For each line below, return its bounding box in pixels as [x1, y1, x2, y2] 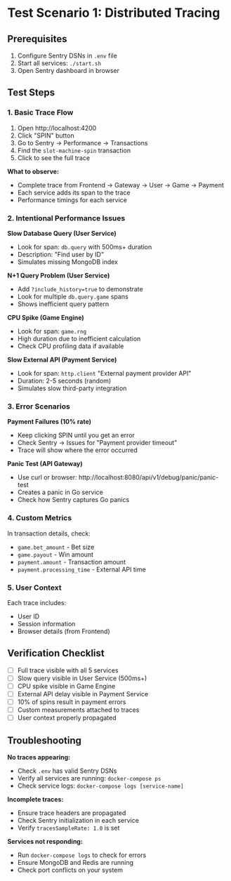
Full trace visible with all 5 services [17, 665, 119, 675]
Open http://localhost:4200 [17, 124, 97, 132]
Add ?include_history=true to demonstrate [17, 284, 143, 293]
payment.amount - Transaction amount [17, 557, 126, 566]
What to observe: [7, 167, 60, 175]
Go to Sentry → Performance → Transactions [17, 138, 148, 147]
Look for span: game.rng [17, 326, 86, 335]
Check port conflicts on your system [17, 866, 124, 874]
